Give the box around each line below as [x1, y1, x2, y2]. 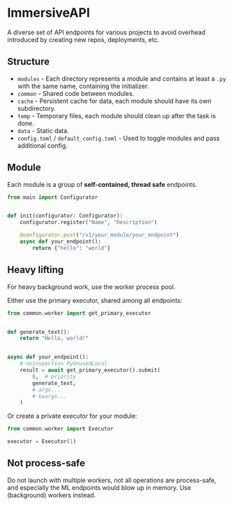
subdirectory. [17, 104, 56, 113]
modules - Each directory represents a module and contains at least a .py [17, 74, 227, 83]
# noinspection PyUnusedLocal [20, 360, 108, 367]
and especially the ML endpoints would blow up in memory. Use [7, 483, 192, 491]
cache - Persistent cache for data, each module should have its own [17, 97, 211, 105]
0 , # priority [32, 373, 77, 380]
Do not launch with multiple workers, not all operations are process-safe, [7, 476, 217, 484]
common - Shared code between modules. [17, 89, 135, 97]
